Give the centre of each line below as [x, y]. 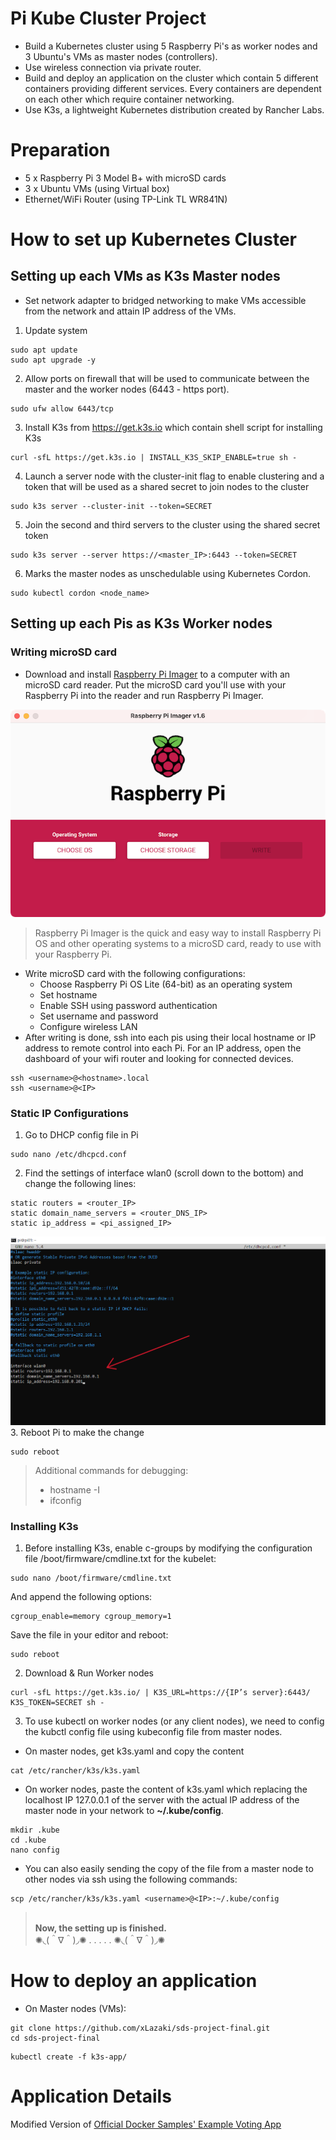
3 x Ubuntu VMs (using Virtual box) [97, 188]
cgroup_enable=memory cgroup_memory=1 [91, 1617]
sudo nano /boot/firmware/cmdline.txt [91, 1578]
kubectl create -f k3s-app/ [69, 2057]
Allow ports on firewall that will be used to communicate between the [167, 378]
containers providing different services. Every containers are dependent [173, 88]
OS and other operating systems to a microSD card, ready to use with [178, 943]
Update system [56, 330]
